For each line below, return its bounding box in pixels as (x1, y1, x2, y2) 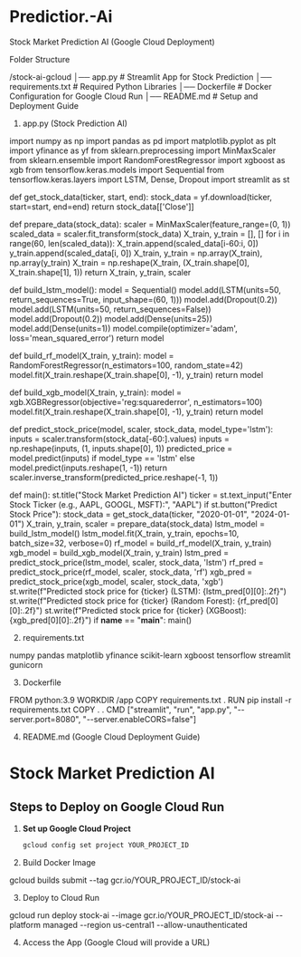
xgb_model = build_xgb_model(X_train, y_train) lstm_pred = (9, 546, 229, 558)
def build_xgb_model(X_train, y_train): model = (9, 387, 183, 398)
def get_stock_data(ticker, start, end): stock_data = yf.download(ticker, (9, 191, 273, 202)
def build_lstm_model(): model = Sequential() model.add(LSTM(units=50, (9, 284, 282, 295)
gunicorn (9, 659, 43, 670)
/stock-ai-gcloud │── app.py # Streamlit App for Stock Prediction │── (9, 71, 273, 82)
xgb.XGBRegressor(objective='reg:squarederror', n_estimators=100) (9, 396, 263, 407)
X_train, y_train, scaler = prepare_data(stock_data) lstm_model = (26, 518, 265, 529)
